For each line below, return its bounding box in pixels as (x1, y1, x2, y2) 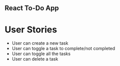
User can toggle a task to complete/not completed (11, 46, 116, 52)
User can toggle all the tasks (11, 51, 71, 57)
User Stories (4, 24, 57, 35)
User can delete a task (11, 56, 58, 62)
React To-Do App (4, 4, 59, 12)
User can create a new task (11, 40, 68, 46)
